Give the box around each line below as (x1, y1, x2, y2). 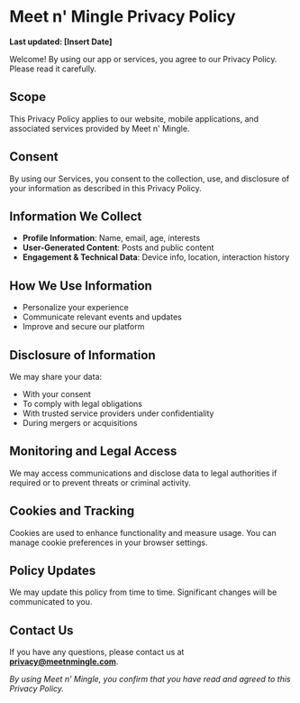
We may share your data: (9, 372, 103, 382)
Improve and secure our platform (22, 321, 145, 332)
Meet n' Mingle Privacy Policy (9, 6, 236, 27)
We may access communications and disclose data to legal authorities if (9, 467, 277, 478)
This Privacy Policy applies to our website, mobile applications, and (9, 113, 259, 124)
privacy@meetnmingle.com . (9, 656, 119, 667)
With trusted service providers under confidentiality (22, 408, 214, 419)
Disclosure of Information (9, 347, 156, 363)
